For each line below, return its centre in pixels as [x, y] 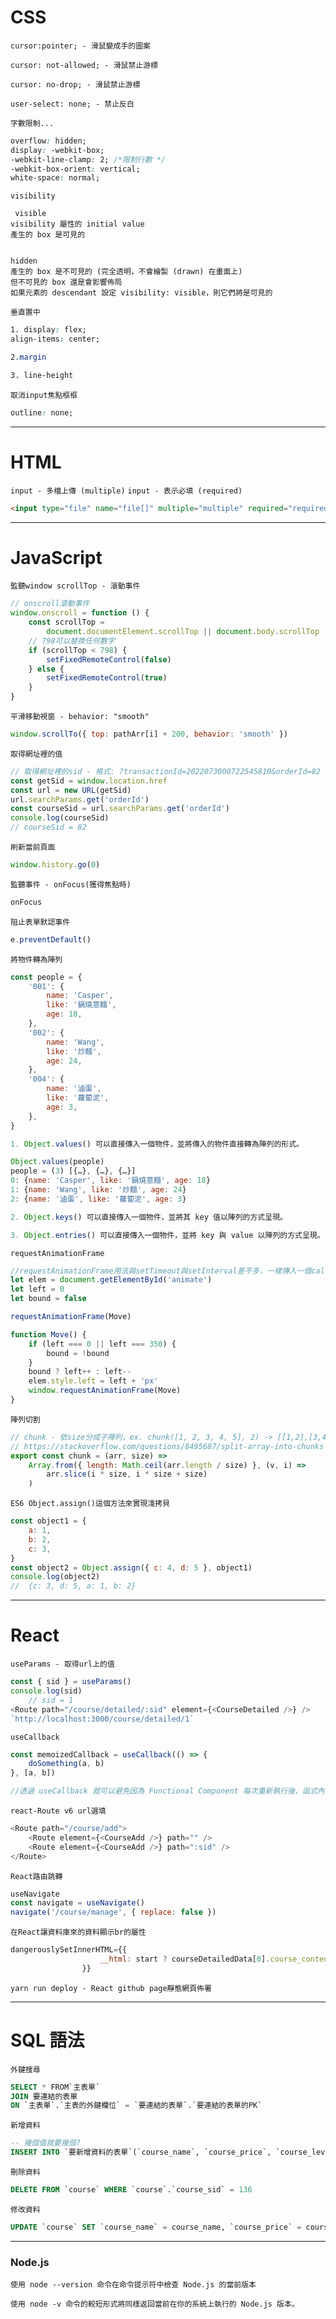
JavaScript [56, 557]
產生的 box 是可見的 [48, 235]
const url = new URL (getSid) [71, 790]
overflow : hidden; [48, 141]
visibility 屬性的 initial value [77, 224]
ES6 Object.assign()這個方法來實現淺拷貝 [90, 1504]
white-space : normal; [55, 178]
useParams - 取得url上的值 [62, 1664]
